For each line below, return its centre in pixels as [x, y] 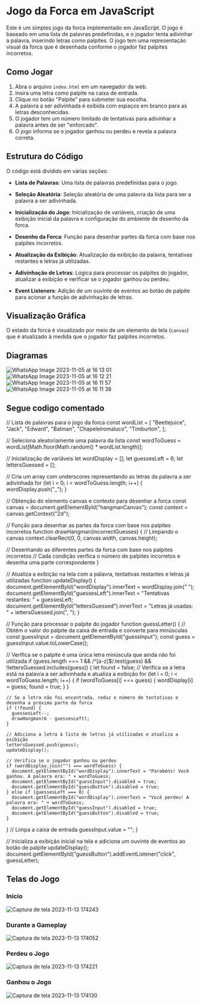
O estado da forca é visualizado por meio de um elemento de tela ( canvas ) [97, 330]
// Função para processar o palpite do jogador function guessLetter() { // [96, 624]
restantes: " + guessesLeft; [40, 599]
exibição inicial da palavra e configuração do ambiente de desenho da [102, 219]
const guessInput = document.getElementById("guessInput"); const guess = [101, 637]
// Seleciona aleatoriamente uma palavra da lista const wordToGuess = [94, 440]
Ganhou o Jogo [29, 982]
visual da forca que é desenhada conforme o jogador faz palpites [87, 47]
